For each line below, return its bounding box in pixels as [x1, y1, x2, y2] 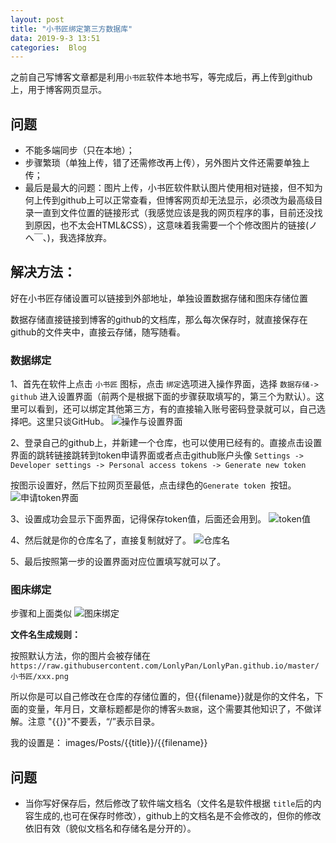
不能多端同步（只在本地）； [24, 144, 135, 156]
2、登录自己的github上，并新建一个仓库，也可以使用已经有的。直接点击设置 [10, 437, 323, 449]
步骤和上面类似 [10, 607, 72, 620]
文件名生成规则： [10, 629, 81, 641]
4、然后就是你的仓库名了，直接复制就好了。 [10, 534, 192, 546]
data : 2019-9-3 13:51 [10, 33, 101, 43]
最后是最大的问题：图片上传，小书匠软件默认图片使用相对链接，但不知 [24, 182, 315, 194]
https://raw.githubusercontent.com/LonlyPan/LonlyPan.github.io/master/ [10, 661, 320, 671]
